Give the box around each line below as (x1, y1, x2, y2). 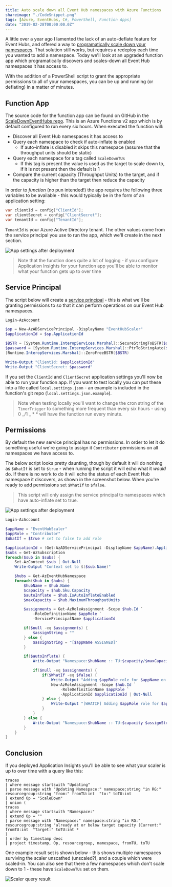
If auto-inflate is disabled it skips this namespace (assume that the (20, 144, 161, 150)
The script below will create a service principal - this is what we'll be (5, 297, 150, 303)
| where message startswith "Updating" (5, 782, 91, 787)
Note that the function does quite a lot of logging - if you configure (17, 257, 159, 263)
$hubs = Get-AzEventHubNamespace (14, 574, 86, 579)
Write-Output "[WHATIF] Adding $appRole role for (51, 701, 159, 706)
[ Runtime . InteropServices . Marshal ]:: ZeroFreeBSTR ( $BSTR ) (5, 350, 130, 356)
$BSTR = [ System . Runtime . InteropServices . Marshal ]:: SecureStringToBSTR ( (5, 341, 164, 346)
